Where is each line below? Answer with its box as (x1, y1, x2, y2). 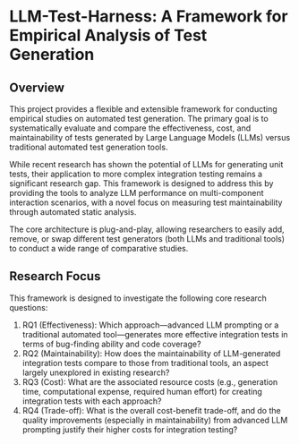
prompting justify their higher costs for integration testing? (21, 423, 238, 435)
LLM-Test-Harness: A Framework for (9, 6, 288, 27)
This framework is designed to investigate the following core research (9, 293, 267, 303)
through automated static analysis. (9, 207, 137, 217)
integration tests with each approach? (21, 396, 163, 406)
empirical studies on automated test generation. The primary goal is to (9, 114, 269, 124)
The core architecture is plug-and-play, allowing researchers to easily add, (9, 224, 285, 235)
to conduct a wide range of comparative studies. (9, 243, 189, 253)
